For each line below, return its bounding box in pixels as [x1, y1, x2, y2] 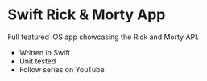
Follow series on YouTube [19, 64, 106, 74]
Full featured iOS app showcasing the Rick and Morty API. [7, 32, 200, 42]
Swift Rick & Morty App [7, 6, 166, 24]
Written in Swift [19, 47, 71, 57]
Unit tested [19, 56, 56, 66]
